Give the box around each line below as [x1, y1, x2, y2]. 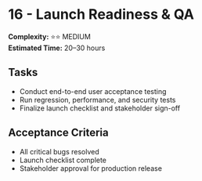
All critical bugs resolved [19, 147, 99, 156]
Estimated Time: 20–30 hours [8, 43, 106, 52]
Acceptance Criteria [8, 126, 109, 139]
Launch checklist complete [19, 155, 107, 165]
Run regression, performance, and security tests [19, 95, 176, 104]
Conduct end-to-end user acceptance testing [19, 86, 167, 96]
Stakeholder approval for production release [19, 163, 163, 173]
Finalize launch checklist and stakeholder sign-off [19, 103, 181, 113]
